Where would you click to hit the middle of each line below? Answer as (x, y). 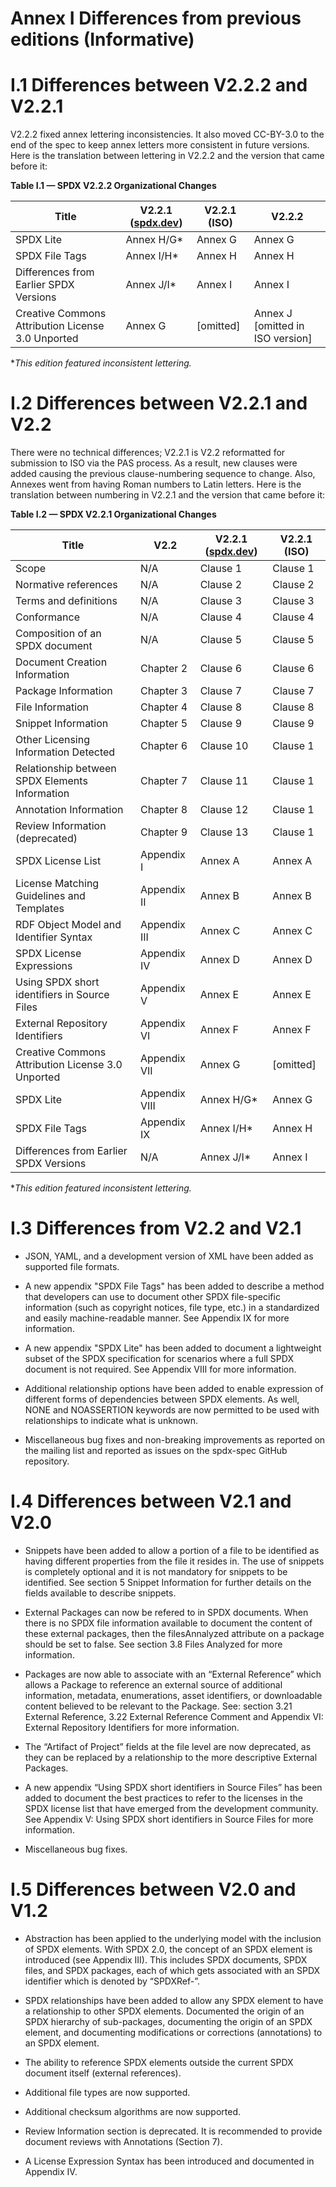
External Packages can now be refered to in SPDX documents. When (166, 1612)
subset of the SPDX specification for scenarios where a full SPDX (159, 1358)
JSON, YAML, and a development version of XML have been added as (169, 1256)
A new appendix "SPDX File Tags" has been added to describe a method (174, 1286)
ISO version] (283, 339)
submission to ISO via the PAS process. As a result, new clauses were (154, 463)
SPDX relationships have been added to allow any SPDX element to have (174, 2000)
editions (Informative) (102, 39)
